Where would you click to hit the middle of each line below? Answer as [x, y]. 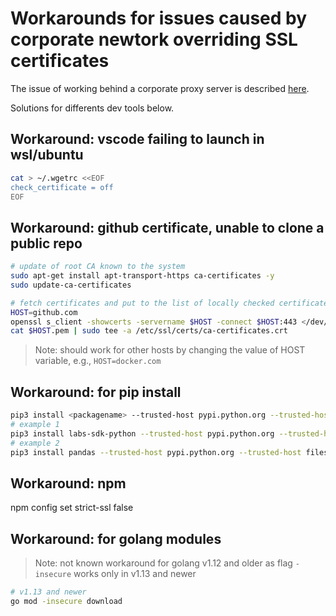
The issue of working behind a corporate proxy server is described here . [160, 88]
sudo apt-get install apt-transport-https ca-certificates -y [142, 276]
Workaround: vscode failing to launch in [137, 139]
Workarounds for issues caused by [159, 18]
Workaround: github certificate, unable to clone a [167, 227]
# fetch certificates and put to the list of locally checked [142, 303]
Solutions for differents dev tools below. [92, 108]
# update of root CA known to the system [98, 267]
